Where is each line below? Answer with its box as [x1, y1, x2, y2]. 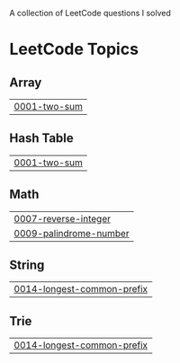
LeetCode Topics [9, 40, 139, 59]
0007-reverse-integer [13, 212, 111, 225]
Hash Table [9, 130, 74, 146]
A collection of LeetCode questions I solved [9, 8, 171, 18]
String [9, 258, 45, 273]
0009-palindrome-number [13, 226, 130, 239]
